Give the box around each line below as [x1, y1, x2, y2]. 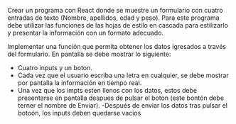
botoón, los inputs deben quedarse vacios [17, 109, 141, 117]
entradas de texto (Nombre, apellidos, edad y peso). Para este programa [7, 13, 220, 22]
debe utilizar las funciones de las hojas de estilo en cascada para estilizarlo [7, 21, 229, 29]
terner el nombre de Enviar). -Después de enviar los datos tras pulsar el [17, 101, 227, 109]
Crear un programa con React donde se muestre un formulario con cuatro [7, 6, 224, 14]
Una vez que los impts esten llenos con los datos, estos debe [17, 86, 198, 94]
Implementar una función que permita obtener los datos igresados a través [7, 43, 227, 50]
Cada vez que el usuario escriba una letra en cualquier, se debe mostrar [17, 71, 229, 79]
